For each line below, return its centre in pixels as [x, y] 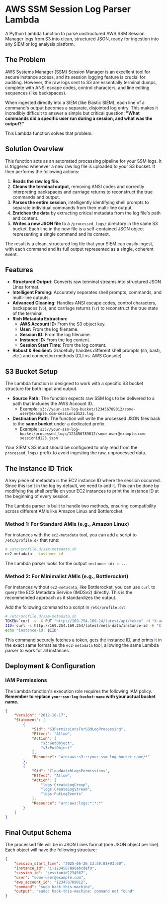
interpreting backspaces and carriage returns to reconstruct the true [83, 192]
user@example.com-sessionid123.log [56, 414]
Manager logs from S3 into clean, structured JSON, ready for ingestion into [82, 39]
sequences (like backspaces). [36, 93]
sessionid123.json [39, 438]
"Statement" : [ [30, 720]
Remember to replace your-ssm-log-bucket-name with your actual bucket [80, 696]
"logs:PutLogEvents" [62, 794]
